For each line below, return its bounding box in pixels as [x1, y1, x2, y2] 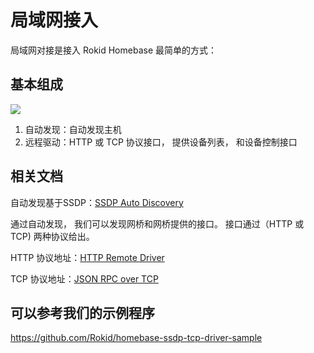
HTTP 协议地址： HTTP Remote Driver [10, 251, 165, 263]
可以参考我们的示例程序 [10, 304, 155, 321]
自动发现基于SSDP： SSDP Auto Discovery [10, 196, 184, 208]
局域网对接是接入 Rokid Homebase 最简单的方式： [10, 44, 218, 56]
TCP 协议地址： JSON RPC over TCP [10, 272, 159, 285]
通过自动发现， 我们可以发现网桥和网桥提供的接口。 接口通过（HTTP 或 [10, 217, 305, 230]
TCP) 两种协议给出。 [10, 230, 95, 242]
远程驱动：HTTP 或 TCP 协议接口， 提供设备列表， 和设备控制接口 [24, 136, 298, 148]
